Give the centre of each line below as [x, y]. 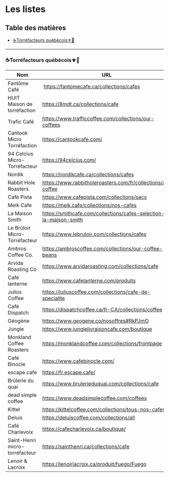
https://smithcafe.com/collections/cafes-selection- [103, 214]
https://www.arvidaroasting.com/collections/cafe [100, 266]
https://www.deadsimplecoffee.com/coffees [95, 398]
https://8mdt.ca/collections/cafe [80, 104]
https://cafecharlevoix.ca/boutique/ [84, 429]
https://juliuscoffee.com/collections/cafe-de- [96, 292]
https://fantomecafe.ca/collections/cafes [92, 86]
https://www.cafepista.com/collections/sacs [94, 197]
